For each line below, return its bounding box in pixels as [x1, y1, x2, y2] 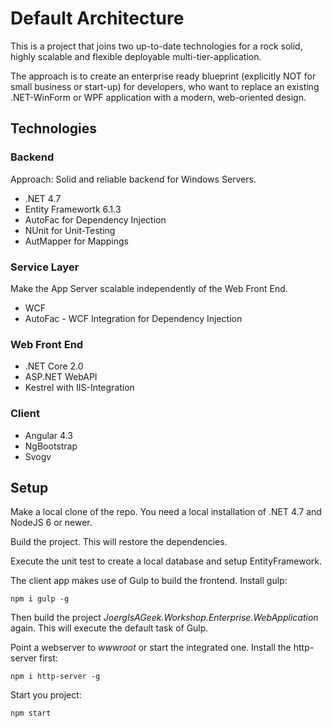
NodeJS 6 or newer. [10, 517, 93, 529]
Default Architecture [10, 7, 185, 30]
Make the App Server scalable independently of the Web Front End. [10, 282, 288, 294]
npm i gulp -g [10, 594, 70, 604]
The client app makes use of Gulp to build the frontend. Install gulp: [10, 575, 288, 587]
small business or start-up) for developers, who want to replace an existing [10, 80, 320, 92]
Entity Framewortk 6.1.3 [24, 203, 122, 215]
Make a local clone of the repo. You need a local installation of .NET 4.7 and [10, 506, 322, 518]
